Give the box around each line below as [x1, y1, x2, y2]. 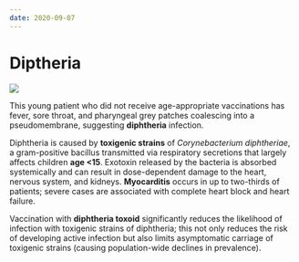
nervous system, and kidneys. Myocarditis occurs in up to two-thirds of [9, 175, 280, 187]
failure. [9, 195, 36, 206]
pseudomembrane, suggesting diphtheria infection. [9, 120, 204, 131]
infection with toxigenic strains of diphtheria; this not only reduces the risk [9, 223, 289, 234]
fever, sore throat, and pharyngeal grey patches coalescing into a [9, 110, 255, 121]
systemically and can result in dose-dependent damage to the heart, [9, 166, 267, 177]
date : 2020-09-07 [9, 13, 76, 23]
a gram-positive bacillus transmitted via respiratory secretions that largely [9, 147, 287, 158]
